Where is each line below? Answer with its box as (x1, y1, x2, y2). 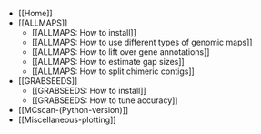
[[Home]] (17, 8, 53, 18)
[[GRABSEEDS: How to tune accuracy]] (31, 95, 178, 106)
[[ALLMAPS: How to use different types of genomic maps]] (31, 36, 253, 47)
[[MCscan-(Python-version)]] (17, 105, 129, 115)
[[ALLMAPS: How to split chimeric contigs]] (31, 66, 196, 77)
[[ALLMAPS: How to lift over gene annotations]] (31, 46, 210, 57)
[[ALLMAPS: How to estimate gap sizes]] (31, 57, 185, 67)
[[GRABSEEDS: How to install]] (31, 86, 147, 96)
